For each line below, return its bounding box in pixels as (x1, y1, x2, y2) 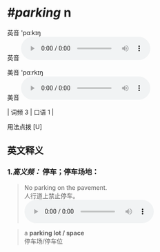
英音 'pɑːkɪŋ (7, 28, 41, 37)
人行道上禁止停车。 (23, 191, 79, 200)
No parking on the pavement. (23, 183, 108, 191)
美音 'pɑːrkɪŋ (7, 68, 43, 77)
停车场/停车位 (23, 237, 63, 245)
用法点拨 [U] (7, 122, 43, 130)
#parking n (7, 5, 72, 21)
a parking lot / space (23, 229, 85, 237)
